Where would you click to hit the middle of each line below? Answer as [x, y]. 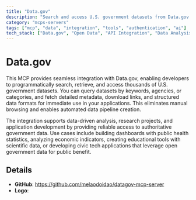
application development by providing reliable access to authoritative [89, 127]
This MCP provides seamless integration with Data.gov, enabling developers [98, 78]
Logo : [22, 190]
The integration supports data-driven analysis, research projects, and [90, 121]
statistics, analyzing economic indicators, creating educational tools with [93, 139]
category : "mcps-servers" [37, 22]
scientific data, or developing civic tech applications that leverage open [92, 146]
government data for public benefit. [49, 152]
